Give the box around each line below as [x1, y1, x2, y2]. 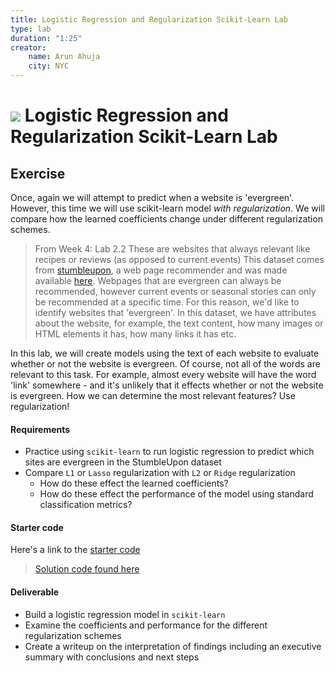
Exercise [10, 165, 66, 182]
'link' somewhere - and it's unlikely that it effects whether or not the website [10, 379, 324, 391]
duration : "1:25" [10, 33, 83, 43]
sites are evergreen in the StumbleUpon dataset [24, 456, 222, 468]
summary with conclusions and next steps [24, 651, 200, 663]
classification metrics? [39, 499, 133, 511]
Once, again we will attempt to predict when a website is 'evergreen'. [10, 192, 295, 203]
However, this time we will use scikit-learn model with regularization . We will [10, 202, 325, 214]
